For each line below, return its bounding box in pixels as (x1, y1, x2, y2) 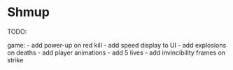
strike (7, 55, 24, 64)
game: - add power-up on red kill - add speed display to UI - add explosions (7, 41, 227, 49)
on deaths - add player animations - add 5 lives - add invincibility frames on (7, 48, 226, 57)
